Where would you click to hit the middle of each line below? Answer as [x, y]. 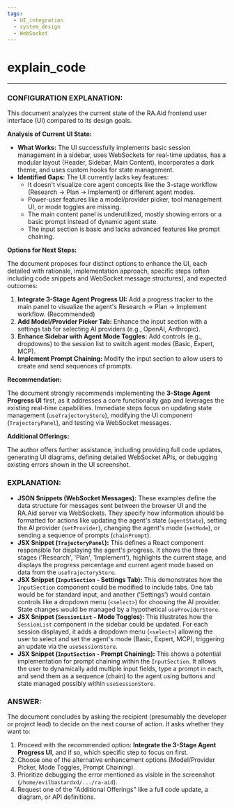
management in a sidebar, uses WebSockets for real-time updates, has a [122, 155]
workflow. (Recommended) [56, 314]
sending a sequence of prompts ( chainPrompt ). [84, 535]
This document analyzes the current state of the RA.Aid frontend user [107, 113]
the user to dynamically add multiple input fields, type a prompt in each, [120, 668]
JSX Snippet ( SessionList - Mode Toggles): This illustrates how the [115, 616]
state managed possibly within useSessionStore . [86, 683]
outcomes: [23, 286]
